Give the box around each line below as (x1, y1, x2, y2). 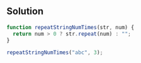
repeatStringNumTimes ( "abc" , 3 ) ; (6, 49, 103, 56)
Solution (6, 6, 44, 17)
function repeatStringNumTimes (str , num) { (6, 24, 135, 30)
